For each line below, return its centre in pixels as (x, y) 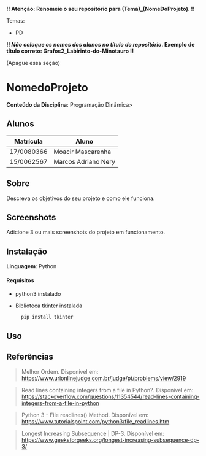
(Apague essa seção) (33, 63)
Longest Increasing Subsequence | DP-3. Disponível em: (93, 433)
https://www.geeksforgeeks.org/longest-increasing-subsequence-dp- (110, 440)
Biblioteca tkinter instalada (49, 306)
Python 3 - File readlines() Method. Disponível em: (85, 415)
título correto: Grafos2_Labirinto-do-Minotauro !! (70, 51)
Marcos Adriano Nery (84, 161)
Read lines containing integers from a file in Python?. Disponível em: (107, 390)
